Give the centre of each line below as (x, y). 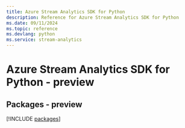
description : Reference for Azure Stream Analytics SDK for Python (93, 17)
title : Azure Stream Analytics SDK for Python (66, 12)
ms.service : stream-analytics (44, 40)
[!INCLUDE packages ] (33, 119)
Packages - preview (44, 104)
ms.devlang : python (31, 34)
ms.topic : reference (32, 29)
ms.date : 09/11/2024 (32, 23)
